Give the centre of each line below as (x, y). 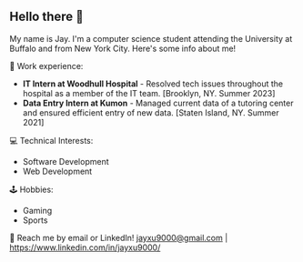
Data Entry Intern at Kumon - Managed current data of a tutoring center (158, 103)
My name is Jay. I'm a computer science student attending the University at (151, 38)
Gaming (37, 210)
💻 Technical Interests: (51, 140)
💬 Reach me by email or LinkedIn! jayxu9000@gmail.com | (119, 237)
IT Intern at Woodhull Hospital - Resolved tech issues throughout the (153, 84)
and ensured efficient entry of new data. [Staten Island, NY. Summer (151, 112)
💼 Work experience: (46, 65)
